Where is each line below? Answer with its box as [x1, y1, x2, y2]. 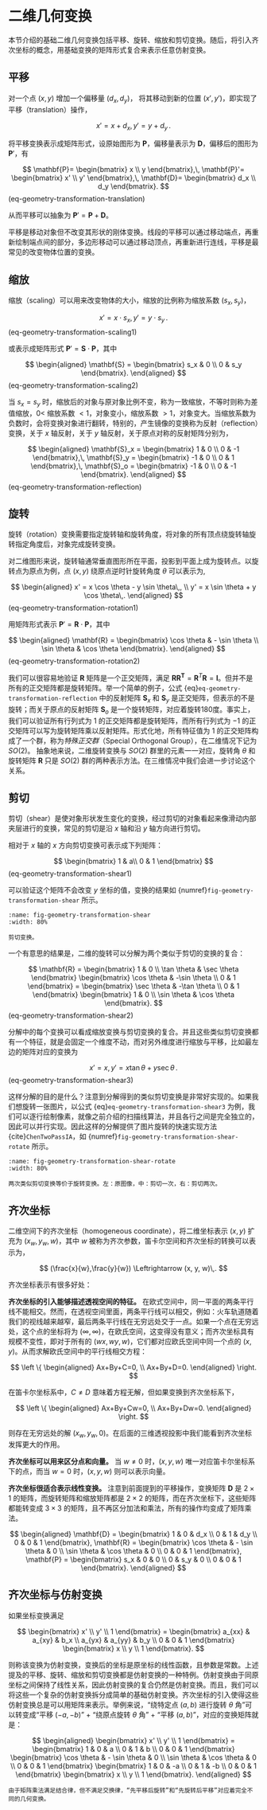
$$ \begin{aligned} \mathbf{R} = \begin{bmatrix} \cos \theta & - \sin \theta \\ [8, 635, 259, 645]
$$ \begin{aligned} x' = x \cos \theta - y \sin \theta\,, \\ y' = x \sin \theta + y [10, 582, 257, 592]
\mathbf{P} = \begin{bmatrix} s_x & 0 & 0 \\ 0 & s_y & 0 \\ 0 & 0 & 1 [25, 1554, 242, 1564]
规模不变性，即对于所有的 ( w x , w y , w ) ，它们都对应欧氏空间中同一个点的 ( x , [8, 1337, 252, 1347]
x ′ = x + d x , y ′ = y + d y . [96, 120, 171, 132]
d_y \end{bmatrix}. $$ [98, 182, 169, 191]
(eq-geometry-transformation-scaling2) [8, 380, 139, 390]
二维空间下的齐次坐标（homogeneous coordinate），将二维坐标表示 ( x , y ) [8, 1226, 246, 1236]
